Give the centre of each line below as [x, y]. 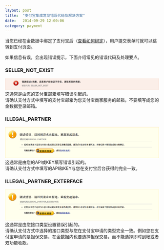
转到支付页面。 [20, 47]
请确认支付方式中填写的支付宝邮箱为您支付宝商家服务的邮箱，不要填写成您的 [82, 100]
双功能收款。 [18, 243]
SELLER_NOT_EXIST [30, 70]
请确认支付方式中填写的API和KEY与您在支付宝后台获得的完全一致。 [72, 168]
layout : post [18, 10]
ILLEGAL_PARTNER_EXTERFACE [44, 182]
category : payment [24, 26]
